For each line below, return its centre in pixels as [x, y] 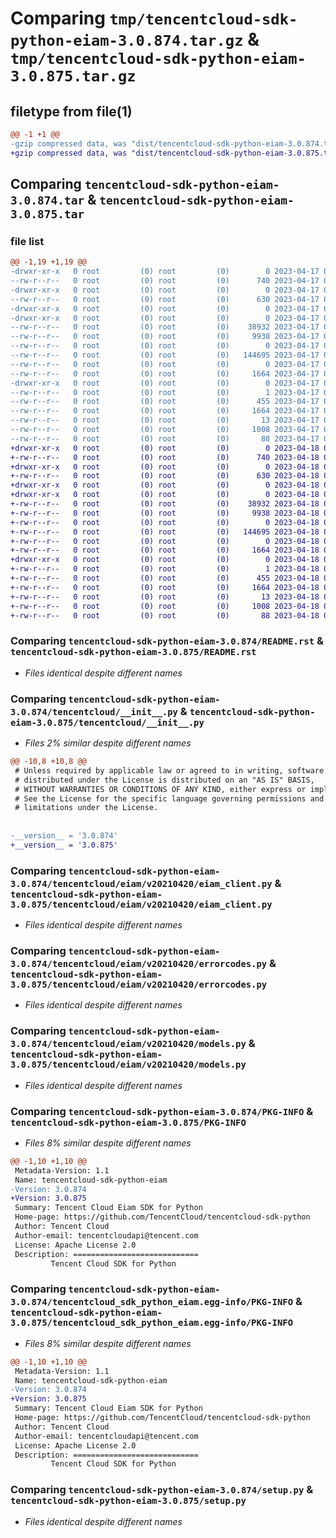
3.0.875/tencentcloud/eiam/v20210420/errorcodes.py [139, 984]
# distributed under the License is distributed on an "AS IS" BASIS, [164, 780]
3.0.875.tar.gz [73, 76]
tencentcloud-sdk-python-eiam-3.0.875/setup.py [128, 1501]
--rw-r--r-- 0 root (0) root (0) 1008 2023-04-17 [165, 430]
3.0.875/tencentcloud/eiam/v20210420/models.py [128, 1065]
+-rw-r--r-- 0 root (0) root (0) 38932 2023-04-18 [165, 504]
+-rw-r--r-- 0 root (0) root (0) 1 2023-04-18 [165, 569]
